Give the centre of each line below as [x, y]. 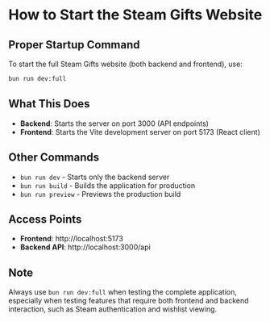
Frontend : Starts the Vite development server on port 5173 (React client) [140, 132]
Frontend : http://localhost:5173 [71, 239]
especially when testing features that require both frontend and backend [129, 301]
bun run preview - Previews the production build [100, 194]
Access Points [45, 219]
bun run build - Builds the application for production [108, 185]
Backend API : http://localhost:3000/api [85, 247]
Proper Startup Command [74, 45]
